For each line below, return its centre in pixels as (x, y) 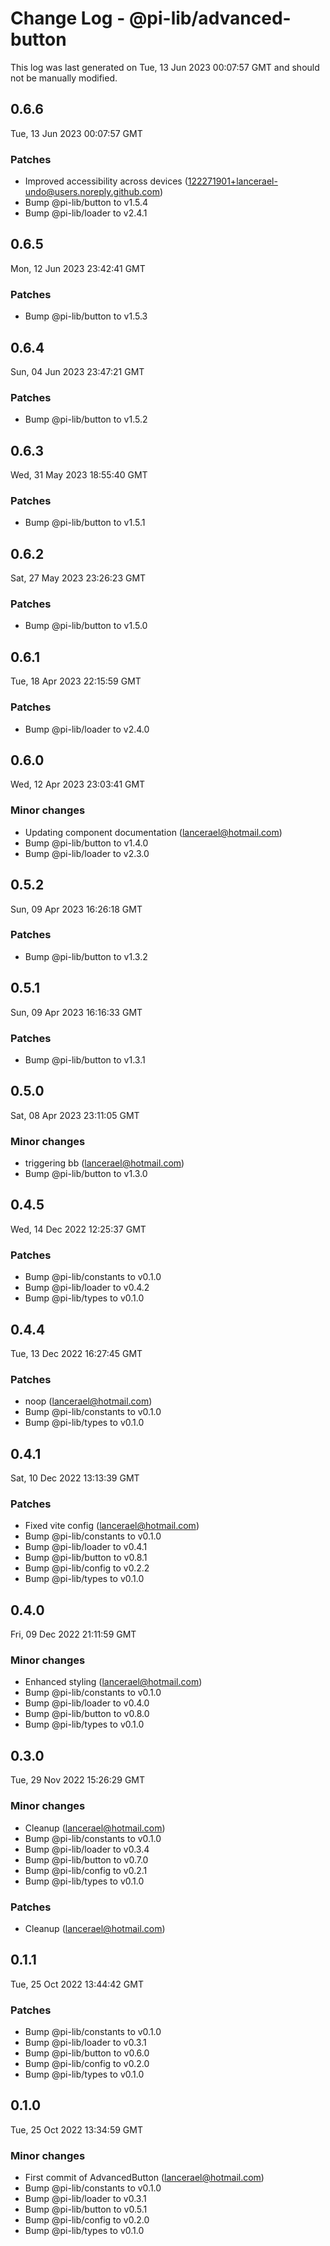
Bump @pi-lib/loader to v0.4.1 (86, 1547)
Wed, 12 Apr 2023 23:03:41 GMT (78, 784)
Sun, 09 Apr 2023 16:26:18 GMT (76, 909)
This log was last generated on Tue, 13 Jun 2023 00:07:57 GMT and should (165, 67)
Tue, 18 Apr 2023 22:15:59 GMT (76, 681)
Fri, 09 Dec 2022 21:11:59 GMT (73, 1634)
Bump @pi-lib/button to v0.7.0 (86, 1859)
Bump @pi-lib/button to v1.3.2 (86, 956)
